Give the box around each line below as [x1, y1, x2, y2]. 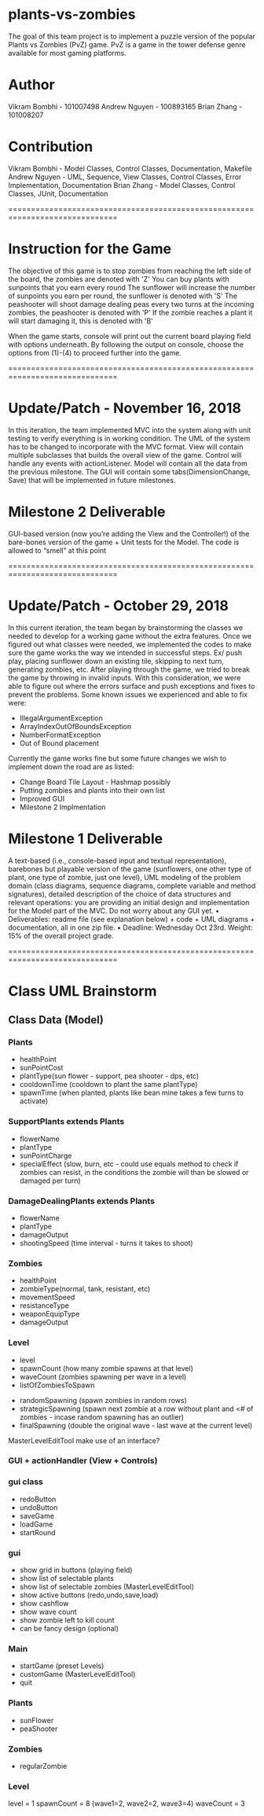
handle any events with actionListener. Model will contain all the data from [8, 459, 247, 468]
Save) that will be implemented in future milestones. [8, 475, 176, 484]
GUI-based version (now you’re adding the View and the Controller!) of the [8, 529, 250, 538]
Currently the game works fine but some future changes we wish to [8, 753, 227, 763]
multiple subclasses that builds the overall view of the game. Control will [8, 450, 242, 459]
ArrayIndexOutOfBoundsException [19, 721, 132, 731]
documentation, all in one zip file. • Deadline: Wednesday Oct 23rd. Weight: [8, 923, 253, 932]
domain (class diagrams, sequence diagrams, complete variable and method [8, 881, 256, 890]
